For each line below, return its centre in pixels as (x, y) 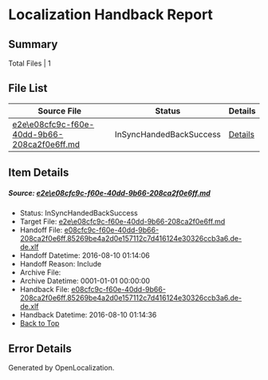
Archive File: (40, 272)
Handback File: (45, 290)
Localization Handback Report (111, 15)
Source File (60, 111)
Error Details (40, 348)
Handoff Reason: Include (61, 264)
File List (28, 88)
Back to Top (39, 323)
